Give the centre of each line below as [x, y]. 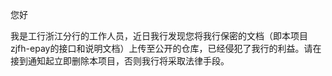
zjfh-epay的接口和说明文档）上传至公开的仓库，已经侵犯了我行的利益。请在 [166, 48]
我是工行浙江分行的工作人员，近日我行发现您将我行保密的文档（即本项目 [159, 36]
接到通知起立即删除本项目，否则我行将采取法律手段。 [120, 61]
